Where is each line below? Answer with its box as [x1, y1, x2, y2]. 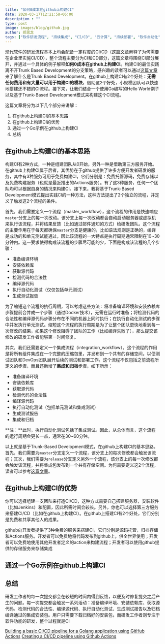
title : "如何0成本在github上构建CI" [5, 7, 75, 12]
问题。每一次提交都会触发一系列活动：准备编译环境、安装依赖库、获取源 [13, 599, 160, 606]
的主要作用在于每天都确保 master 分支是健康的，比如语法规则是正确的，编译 [5, 227, 156, 233]
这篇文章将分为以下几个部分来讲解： [5, 102, 79, 108]
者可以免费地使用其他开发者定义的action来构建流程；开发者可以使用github [5, 539, 156, 545]
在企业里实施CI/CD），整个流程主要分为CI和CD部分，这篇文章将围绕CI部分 [5, 55, 155, 61]
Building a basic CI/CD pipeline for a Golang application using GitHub [5, 628, 145, 634]
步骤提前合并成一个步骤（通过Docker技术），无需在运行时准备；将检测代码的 [5, 309, 160, 315]
